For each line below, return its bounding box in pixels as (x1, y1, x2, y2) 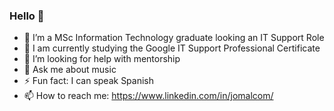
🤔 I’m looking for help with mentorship (23, 53, 181, 65)
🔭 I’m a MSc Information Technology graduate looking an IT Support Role (23, 32, 325, 44)
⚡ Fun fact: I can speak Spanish (23, 75, 155, 87)
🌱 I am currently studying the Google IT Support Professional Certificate (23, 42, 321, 54)
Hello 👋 (9, 9, 45, 23)
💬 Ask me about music (23, 64, 117, 76)
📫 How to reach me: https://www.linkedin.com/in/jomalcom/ (23, 90, 274, 102)
